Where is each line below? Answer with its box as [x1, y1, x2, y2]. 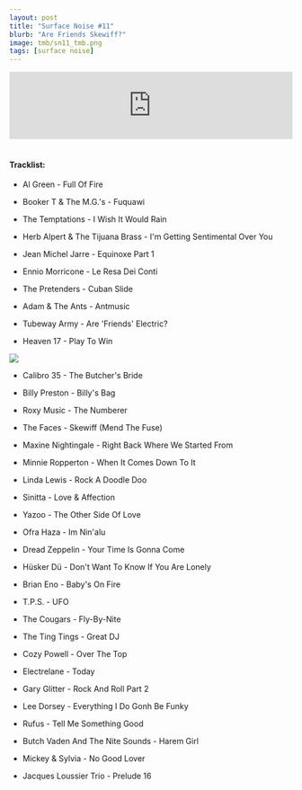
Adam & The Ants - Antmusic [22, 301, 130, 312]
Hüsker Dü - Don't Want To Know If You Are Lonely [22, 562, 211, 573]
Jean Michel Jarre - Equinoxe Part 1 [22, 249, 155, 260]
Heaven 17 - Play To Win [22, 336, 113, 347]
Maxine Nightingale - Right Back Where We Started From [22, 439, 234, 450]
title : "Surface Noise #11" [9, 22, 115, 31]
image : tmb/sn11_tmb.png [9, 38, 102, 48]
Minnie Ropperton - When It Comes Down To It [22, 457, 196, 468]
